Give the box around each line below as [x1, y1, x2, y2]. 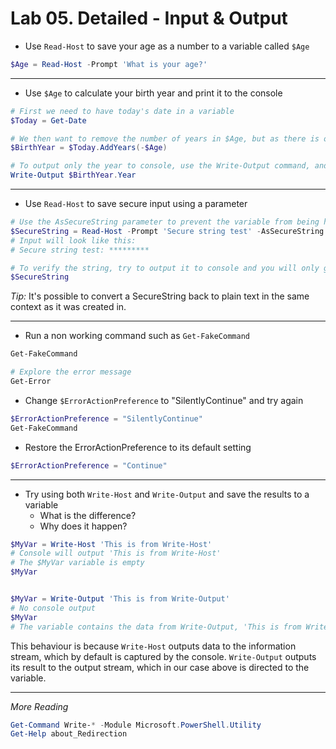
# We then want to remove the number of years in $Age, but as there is [10, 133, 320, 144]
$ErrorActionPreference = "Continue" [10, 460, 168, 471]
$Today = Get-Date [10, 115, 87, 126]
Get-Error [10, 377, 52, 387]
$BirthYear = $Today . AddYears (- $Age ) [10, 143, 168, 153]
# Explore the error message [10, 367, 132, 377]
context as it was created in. [10, 301, 127, 313]
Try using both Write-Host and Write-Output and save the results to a [24, 488, 310, 500]
